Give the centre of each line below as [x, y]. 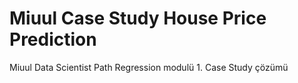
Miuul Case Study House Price [138, 18]
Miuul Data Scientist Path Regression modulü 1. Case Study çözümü [149, 67]
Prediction [53, 39]
